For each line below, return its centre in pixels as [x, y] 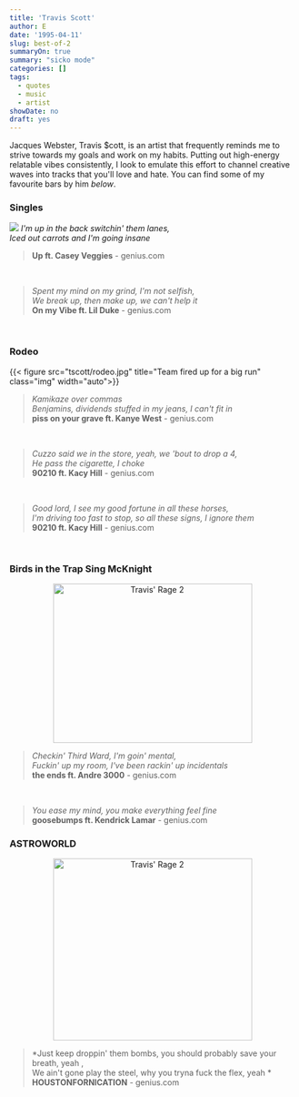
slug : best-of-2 [40, 43]
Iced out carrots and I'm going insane [80, 239]
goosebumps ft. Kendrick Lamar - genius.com [120, 820]
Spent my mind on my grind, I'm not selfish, [113, 291]
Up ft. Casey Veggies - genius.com [98, 256]
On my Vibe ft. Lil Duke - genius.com [101, 310]
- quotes [34, 86]
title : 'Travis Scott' [52, 18]
